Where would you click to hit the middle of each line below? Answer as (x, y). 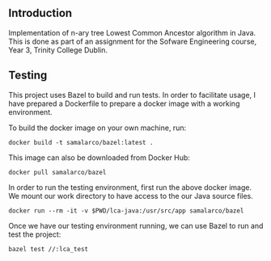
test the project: (35, 234)
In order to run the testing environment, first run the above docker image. (130, 187)
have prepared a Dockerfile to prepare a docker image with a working (124, 103)
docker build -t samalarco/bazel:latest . (81, 142)
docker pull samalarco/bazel (57, 172)
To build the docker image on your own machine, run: (97, 128)
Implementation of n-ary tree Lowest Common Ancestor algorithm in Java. (132, 32)
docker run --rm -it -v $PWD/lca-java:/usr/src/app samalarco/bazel (126, 210)
